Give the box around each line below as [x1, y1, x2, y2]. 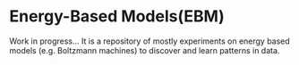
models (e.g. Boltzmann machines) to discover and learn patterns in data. [9, 45, 280, 55]
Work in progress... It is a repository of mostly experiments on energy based [9, 36, 291, 46]
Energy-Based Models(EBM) [9, 6, 226, 27]
